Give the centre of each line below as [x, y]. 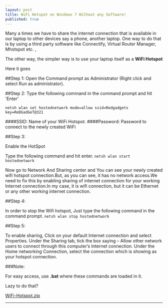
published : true [22, 19]
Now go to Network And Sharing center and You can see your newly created [84, 170]
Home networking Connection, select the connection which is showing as [81, 251]
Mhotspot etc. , [21, 49]
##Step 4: [15, 201]
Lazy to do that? [22, 286]
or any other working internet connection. [48, 191]
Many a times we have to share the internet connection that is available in [81, 34]
